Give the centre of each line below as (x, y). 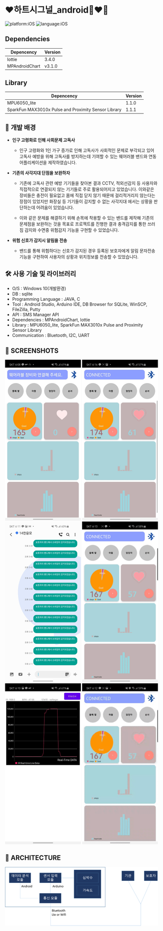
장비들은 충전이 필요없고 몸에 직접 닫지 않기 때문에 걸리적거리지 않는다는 (87, 196)
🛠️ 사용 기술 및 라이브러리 (41, 274)
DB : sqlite (22, 294)
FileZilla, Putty (26, 310)
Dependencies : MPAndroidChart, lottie (51, 320)
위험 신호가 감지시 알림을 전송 (40, 240)
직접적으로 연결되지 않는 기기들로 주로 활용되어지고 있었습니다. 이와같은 (87, 189)
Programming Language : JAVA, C (46, 299)
